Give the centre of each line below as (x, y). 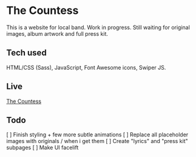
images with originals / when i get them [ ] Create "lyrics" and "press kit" (97, 141)
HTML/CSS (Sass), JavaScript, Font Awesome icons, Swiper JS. (86, 67)
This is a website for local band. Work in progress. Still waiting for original (98, 27)
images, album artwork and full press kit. (57, 33)
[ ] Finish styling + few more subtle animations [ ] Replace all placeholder (97, 135)
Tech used (26, 53)
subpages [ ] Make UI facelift (42, 148)
